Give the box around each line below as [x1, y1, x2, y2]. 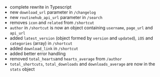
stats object [9, 66, 35, 72]
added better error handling [9, 51, 66, 57]
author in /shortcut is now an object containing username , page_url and [9, 25, 153, 31]
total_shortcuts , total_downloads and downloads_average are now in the [9, 61, 156, 67]
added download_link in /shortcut [9, 46, 78, 51]
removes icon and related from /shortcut [9, 19, 94, 25]
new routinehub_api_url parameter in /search [9, 15, 103, 20]
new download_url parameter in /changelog [9, 9, 96, 15]
